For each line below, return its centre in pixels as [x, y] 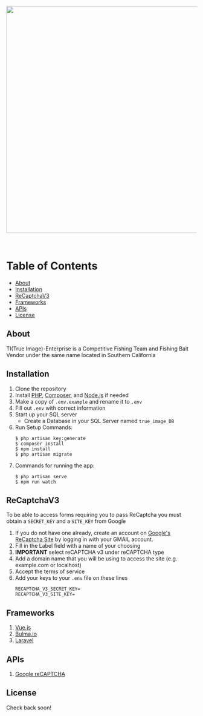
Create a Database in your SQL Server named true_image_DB [99, 421]
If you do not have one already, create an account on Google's [93, 533]
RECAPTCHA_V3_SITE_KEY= [45, 594]
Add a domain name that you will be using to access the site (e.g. [96, 559]
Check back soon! [29, 708]
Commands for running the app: [55, 465]
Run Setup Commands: [44, 427]
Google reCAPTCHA [40, 674]
